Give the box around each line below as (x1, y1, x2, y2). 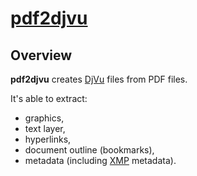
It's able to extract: (10, 93, 88, 104)
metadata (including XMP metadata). (24, 155, 177, 166)
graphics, (24, 112, 65, 124)
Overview (10, 47, 73, 64)
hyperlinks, (24, 133, 72, 145)
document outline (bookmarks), (24, 144, 155, 156)
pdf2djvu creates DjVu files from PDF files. (10, 73, 188, 85)
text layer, (24, 123, 66, 134)
